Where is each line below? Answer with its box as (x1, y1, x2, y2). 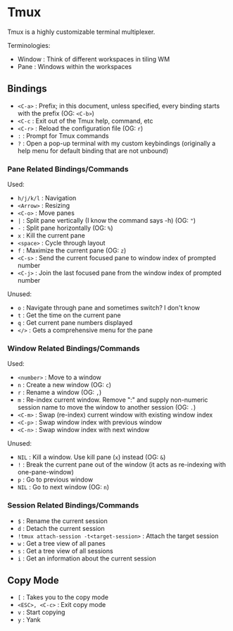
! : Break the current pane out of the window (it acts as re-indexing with (17, 460, 227, 469)
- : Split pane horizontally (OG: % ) (17, 223, 114, 233)
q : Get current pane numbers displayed (17, 319, 133, 327)
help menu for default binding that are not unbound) (17, 146, 169, 155)
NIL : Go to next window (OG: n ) (17, 483, 110, 491)
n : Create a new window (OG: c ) (17, 381, 111, 389)
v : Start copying (17, 608, 65, 617)
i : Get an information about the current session (17, 554, 156, 563)
